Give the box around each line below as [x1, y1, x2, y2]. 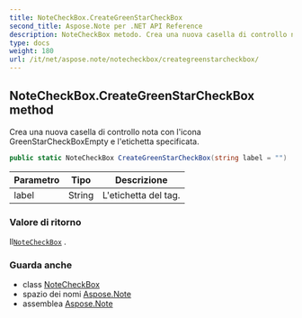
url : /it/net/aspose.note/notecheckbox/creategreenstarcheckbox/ [9, 55, 259, 64]
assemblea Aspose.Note [22, 298, 114, 309]
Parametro [13, 173, 60, 186]
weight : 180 [9, 47, 54, 56]
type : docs [9, 38, 50, 48]
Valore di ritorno [9, 215, 82, 228]
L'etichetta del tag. [102, 188, 181, 201]
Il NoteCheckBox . [9, 236, 67, 247]
